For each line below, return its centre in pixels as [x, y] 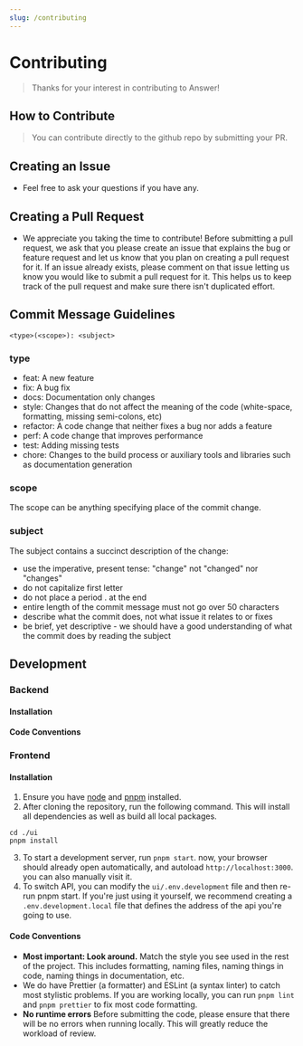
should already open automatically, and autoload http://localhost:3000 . [158, 867]
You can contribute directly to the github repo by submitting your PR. [159, 138]
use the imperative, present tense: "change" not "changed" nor [140, 568]
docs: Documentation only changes [89, 397]
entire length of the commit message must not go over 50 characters [151, 606]
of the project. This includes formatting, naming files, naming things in [153, 965]
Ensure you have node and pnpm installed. [102, 797]
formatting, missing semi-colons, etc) [92, 416]
